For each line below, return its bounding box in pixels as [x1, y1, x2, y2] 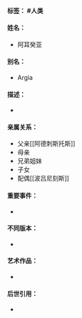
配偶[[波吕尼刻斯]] [17, 174, 69, 183]
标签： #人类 [7, 6, 44, 15]
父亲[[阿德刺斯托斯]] [17, 140, 76, 148]
